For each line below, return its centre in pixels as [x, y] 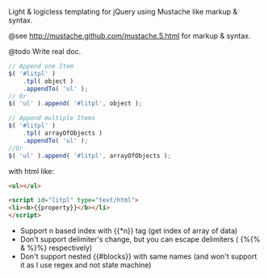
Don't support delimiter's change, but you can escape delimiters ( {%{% [140, 239]
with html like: [31, 171]
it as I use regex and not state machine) [86, 265]
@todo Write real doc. [45, 51]
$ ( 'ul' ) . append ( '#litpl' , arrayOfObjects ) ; [90, 156]
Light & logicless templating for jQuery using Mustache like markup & [123, 12]
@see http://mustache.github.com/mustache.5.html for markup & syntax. [130, 36]
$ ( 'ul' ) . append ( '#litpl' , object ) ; [75, 104]
